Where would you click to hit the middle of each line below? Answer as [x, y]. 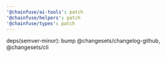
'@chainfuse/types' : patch [41, 23]
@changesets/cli [28, 47]
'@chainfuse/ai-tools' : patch [45, 12]
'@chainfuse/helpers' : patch [43, 18]
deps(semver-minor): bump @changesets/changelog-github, [83, 41]
